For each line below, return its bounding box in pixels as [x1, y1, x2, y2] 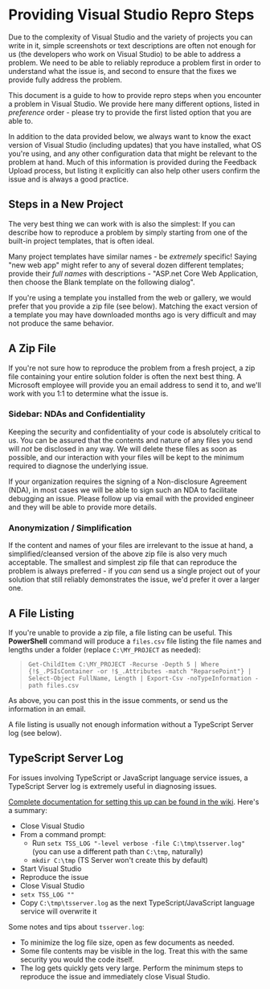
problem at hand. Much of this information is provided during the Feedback [8, 157, 257, 166]
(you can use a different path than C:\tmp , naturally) [31, 846, 203, 856]
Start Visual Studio [19, 864, 82, 873]
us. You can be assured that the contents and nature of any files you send [8, 435, 253, 445]
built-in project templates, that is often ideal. [8, 235, 155, 246]
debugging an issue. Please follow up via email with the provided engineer [8, 493, 255, 503]
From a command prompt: [19, 829, 107, 839]
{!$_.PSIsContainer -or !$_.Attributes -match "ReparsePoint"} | [27, 667, 252, 676]
